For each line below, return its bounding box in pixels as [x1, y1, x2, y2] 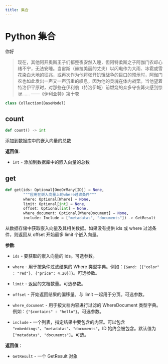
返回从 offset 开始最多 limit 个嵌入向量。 [18, 231, 101, 237]
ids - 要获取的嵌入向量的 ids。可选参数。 [12, 253, 97, 259]
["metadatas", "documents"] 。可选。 [12, 332, 89, 338]
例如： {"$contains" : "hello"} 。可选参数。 [12, 309, 104, 315]
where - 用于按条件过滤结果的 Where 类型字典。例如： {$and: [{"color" [12, 264, 159, 270]
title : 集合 [5, 7, 29, 13]
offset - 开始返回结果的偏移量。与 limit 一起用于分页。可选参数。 [12, 291, 147, 297]
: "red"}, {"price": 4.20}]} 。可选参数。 [12, 270, 100, 276]
